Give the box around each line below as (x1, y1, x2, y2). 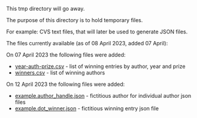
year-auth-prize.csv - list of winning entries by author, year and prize (14, 63, 186, 70)
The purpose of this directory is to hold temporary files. (6, 17, 143, 23)
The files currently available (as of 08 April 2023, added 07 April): (6, 40, 168, 46)
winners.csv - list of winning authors (14, 69, 105, 76)
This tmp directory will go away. (6, 5, 85, 12)
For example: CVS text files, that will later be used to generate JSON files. (6, 28, 188, 35)
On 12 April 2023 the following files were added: (6, 80, 125, 88)
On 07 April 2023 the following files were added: (6, 51, 126, 58)
